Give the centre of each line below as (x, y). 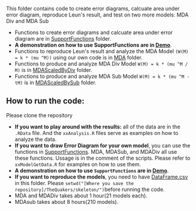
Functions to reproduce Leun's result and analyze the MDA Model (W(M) (102, 51)
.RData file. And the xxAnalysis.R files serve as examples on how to (96, 133)
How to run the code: (45, 101)
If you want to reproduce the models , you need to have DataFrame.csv (101, 177)
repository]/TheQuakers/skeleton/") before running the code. (89, 189)
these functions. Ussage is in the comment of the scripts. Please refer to (102, 158)
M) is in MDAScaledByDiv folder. (53, 70)
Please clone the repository (39, 115)
